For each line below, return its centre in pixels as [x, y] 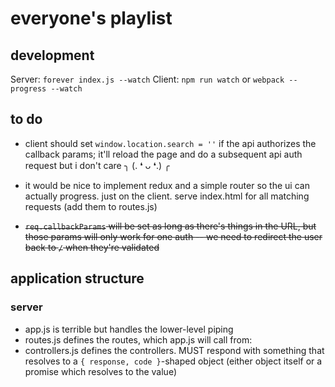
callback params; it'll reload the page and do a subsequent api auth [163, 154]
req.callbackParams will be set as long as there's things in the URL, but [170, 226]
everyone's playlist [91, 18]
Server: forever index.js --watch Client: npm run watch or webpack [147, 79]
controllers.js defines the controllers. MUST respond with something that [174, 350]
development [52, 55]
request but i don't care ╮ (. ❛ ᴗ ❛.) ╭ [97, 165]
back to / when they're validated [92, 247]
